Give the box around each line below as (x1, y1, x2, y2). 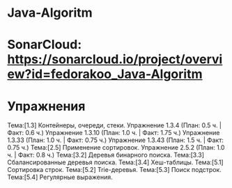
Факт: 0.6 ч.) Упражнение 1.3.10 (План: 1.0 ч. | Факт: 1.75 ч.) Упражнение (7, 129, 221, 137)
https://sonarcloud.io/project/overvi (7, 52, 223, 68)
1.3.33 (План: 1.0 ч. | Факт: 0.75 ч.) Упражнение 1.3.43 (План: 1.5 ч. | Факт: (7, 136, 224, 144)
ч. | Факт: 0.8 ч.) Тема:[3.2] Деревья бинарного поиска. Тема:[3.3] (7, 151, 204, 159)
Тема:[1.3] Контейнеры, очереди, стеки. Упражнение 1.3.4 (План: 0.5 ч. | (7, 121, 222, 130)
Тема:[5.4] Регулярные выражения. (7, 173, 113, 182)
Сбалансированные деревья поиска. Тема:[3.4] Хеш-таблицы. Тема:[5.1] (7, 158, 224, 166)
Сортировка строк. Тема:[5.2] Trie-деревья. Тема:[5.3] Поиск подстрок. (7, 166, 222, 174)
